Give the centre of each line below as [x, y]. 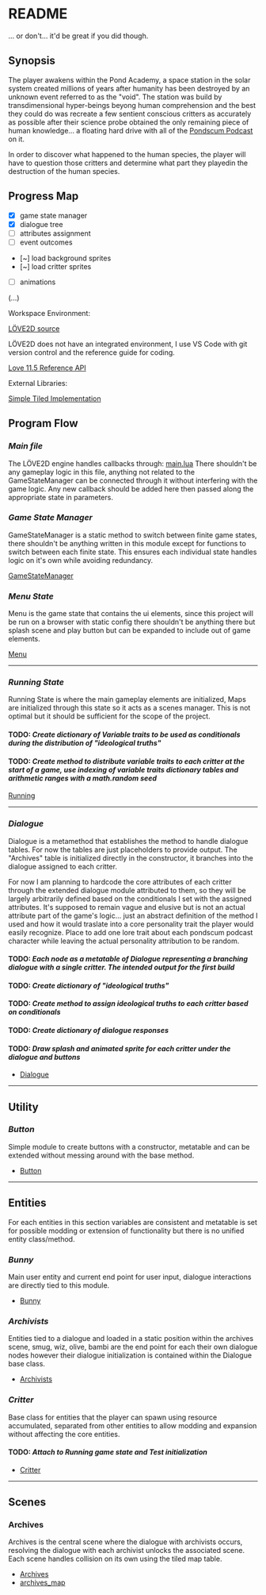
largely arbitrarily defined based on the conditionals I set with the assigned [130, 899]
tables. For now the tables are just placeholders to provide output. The [123, 850]
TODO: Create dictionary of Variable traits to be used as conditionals [124, 734]
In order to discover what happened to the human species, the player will [127, 154]
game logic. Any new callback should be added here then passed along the [131, 488]
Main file [26, 446]
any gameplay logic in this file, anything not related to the [102, 472]
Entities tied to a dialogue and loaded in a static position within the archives [131, 1339]
